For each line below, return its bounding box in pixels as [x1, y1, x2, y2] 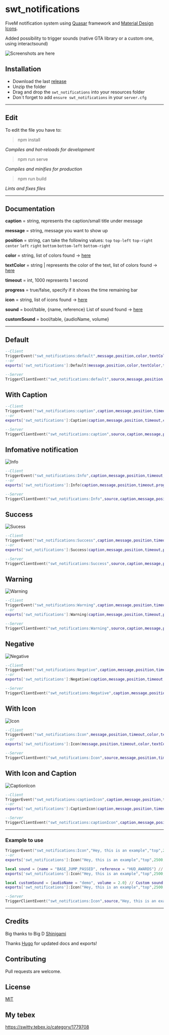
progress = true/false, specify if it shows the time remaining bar [5, 287, 138, 293]
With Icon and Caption [5, 769, 77, 778]
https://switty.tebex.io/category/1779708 [5, 1024, 90, 1030]
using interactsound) [5, 40, 48, 46]
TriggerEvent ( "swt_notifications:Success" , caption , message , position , [5, 538, 154, 543]
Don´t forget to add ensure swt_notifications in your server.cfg [12, 94, 147, 100]
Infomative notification [5, 445, 78, 454]
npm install [17, 137, 41, 143]
